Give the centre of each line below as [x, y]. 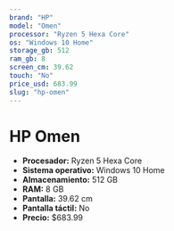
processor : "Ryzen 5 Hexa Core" [69, 34]
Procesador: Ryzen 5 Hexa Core [82, 161]
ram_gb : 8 [28, 59]
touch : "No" [31, 76]
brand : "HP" [31, 17]
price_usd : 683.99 [43, 84]
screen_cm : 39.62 [41, 68]
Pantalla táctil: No [56, 208]
